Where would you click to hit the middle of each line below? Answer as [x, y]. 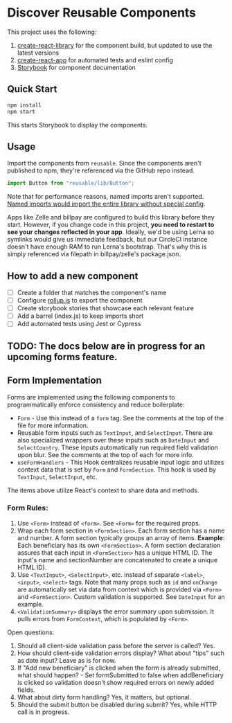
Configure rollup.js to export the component [80, 301]
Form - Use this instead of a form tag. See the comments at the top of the [120, 418]
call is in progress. [43, 712]
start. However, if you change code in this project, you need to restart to [111, 225]
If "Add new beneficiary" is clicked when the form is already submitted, [118, 668]
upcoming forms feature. [62, 357]
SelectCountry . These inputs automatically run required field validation [117, 447]
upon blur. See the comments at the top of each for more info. [105, 454]
